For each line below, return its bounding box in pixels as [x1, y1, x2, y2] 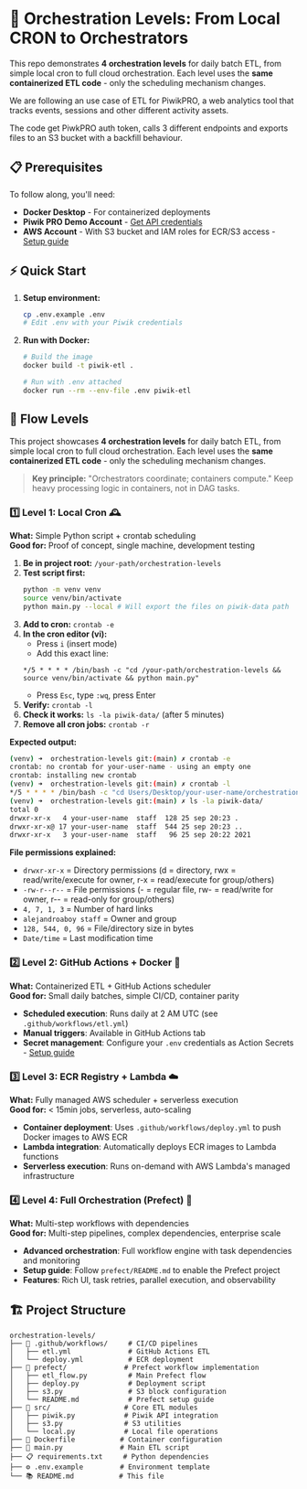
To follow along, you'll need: [9, 188, 116, 199]
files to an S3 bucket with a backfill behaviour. [9, 132, 183, 143]
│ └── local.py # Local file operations [9, 1427, 219, 1436]
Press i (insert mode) [36, 637, 118, 648]
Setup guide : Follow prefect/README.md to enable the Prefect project [22, 1265, 281, 1276]
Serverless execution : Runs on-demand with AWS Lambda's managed [22, 1161, 291, 1172]
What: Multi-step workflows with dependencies [9, 1218, 190, 1229]
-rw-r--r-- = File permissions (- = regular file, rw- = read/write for [22, 884, 274, 895]
